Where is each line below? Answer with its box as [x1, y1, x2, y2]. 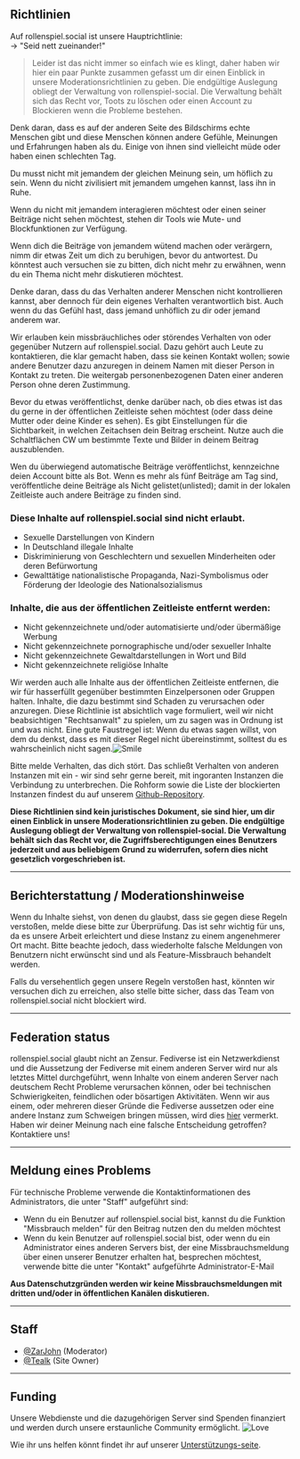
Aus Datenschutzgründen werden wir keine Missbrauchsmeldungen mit [10, 1278, 283, 1289]
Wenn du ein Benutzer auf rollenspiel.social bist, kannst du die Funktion [22, 1213, 286, 1224]
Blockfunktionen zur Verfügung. [10, 223, 128, 234]
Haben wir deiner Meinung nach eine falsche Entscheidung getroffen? [10, 1119, 267, 1131]
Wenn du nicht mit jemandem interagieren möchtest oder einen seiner [10, 204, 266, 215]
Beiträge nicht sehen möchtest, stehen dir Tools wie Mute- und [10, 213, 241, 224]
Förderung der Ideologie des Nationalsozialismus [22, 580, 203, 590]
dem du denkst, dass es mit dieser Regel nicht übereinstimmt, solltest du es [10, 734, 288, 745]
